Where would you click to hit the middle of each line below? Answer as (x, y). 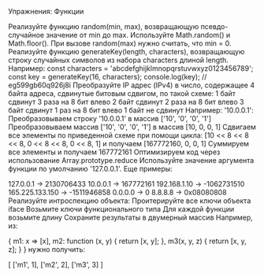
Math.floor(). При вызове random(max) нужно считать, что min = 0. (120, 43)
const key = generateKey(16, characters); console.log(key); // (108, 77)
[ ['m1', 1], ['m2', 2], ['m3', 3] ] (56, 264)
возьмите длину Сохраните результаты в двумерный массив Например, (131, 217)
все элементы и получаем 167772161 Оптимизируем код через (114, 152)
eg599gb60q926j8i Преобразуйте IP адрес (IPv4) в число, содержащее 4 (131, 85)
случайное (26, 35)
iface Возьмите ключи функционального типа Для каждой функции (121, 209)
